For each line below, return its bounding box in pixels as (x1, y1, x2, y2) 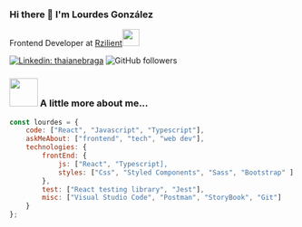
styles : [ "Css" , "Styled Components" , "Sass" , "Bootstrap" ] (57, 167, 295, 177)
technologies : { (25, 143, 88, 152)
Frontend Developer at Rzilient (9, 38, 122, 49)
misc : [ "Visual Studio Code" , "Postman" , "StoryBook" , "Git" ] (42, 194, 282, 203)
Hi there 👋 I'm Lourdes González (9, 8, 154, 21)
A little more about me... (39, 97, 149, 109)
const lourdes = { (9, 118, 79, 127)
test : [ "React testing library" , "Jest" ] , (42, 184, 205, 194)
